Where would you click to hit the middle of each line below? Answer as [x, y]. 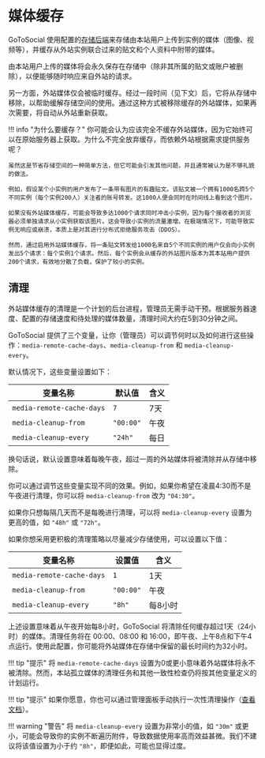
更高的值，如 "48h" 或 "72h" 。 [56, 522]
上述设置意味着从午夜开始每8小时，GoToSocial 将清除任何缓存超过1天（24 [129, 626]
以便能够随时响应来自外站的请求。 [80, 76]
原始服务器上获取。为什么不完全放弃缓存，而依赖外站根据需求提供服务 [136, 139]
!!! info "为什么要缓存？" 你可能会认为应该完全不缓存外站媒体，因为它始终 [127, 129]
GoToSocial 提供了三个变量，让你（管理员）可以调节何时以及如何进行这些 [128, 335]
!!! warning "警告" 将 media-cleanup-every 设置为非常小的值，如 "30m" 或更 [129, 726]
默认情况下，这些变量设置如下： [60, 371]
